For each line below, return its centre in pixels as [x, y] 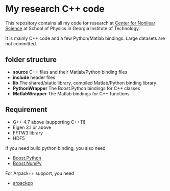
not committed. [21, 43]
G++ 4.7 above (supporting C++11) [49, 122]
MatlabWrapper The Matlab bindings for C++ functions [71, 93]
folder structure [31, 60]
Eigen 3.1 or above [32, 127]
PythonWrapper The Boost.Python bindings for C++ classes [76, 88]
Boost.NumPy [27, 163]
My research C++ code [55, 9]
